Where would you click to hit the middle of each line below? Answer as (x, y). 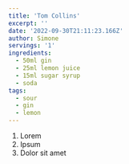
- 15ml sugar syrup (48, 76)
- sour (26, 98)
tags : (17, 90)
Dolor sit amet (43, 153)
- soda (26, 83)
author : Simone (34, 38)
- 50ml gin (34, 61)
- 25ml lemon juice (48, 68)
